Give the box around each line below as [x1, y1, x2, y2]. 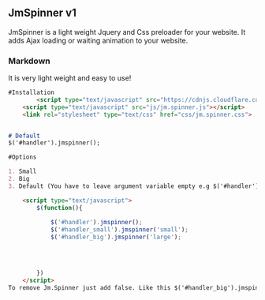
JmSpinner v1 [8, 6, 77, 20]
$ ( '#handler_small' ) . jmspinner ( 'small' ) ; [50, 226, 189, 234]
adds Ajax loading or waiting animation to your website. [8, 36, 188, 45]
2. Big [8, 175, 30, 183]
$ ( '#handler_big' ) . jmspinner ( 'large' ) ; [50, 233, 181, 242]
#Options [8, 153, 37, 161]
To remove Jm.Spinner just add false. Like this [8, 283, 171, 291]
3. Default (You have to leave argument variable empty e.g [8, 182, 211, 190]
